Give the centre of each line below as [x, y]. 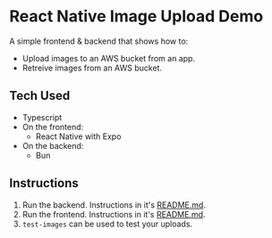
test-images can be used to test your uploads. [107, 224]
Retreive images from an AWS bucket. [92, 68]
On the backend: [53, 145]
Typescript [42, 117]
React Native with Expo [78, 136]
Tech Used [40, 96]
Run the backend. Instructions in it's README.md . [114, 205]
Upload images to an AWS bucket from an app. [108, 58]
